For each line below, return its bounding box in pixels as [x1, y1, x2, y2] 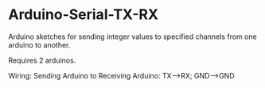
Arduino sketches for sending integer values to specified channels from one [8, 32, 257, 41]
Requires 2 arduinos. [8, 55, 76, 65]
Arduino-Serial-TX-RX [8, 6, 159, 24]
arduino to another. [8, 40, 71, 49]
